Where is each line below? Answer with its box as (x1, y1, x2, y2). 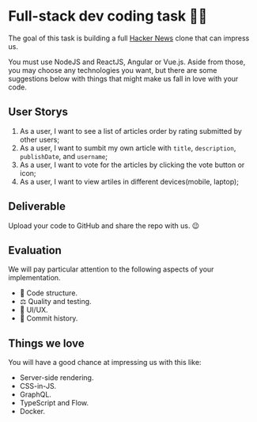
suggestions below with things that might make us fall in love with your (8, 74, 239, 83)
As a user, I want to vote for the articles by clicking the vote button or (19, 160, 245, 169)
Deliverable (8, 200, 66, 213)
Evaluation (8, 243, 62, 257)
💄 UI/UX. (19, 305, 49, 315)
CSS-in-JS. (19, 382, 57, 391)
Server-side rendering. (19, 373, 94, 382)
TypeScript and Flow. (19, 398, 89, 408)
